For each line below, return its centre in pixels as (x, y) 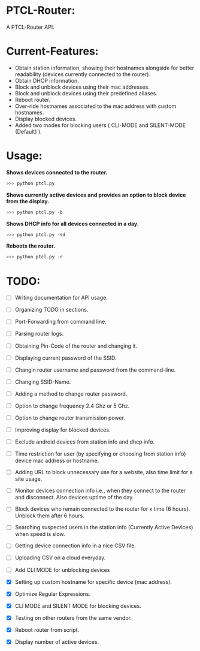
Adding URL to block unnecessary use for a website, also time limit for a (104, 472)
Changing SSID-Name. (43, 382)
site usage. (28, 479)
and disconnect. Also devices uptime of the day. (74, 498)
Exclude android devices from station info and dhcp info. (85, 442)
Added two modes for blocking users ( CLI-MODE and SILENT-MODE (100, 125)
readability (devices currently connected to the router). (83, 74)
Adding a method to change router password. (71, 394)
